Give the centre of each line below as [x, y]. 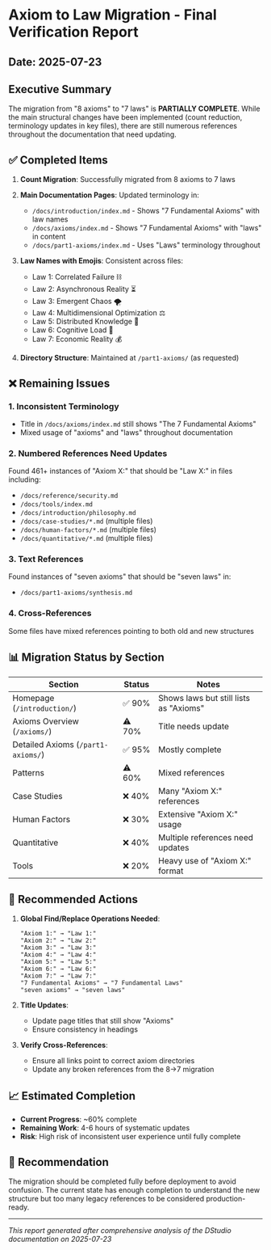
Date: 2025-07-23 [55, 62]
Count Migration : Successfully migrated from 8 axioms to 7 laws [127, 179]
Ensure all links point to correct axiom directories [113, 1061]
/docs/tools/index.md [56, 505]
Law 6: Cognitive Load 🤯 [73, 330]
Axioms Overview [46, 721]
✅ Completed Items [58, 160]
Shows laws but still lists [204, 698]
